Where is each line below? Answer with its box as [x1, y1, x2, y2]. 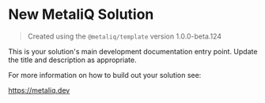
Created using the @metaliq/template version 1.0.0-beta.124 [27, 31, 222, 41]
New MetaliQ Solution [8, 6, 154, 24]
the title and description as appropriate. [8, 55, 137, 64]
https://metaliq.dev [8, 85, 70, 95]
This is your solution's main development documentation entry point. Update [8, 46, 258, 56]
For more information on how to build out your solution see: [8, 70, 202, 79]
